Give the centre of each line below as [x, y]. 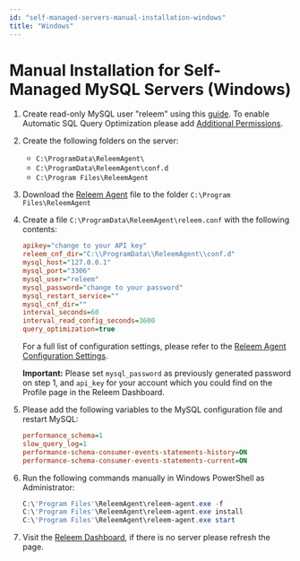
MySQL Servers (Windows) [188, 89]
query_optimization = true [69, 329]
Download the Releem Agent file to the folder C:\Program [126, 194]
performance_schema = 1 [62, 436]
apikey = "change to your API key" [85, 246]
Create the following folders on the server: [100, 141]
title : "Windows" [42, 26]
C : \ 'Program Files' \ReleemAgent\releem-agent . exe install [133, 512]
